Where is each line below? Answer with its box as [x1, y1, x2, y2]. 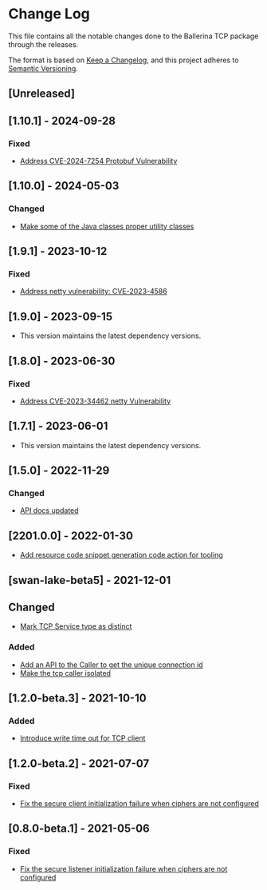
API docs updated [19, 506, 79, 515]
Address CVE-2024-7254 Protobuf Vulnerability [19, 157, 178, 166]
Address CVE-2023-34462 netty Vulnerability [19, 396, 171, 406]
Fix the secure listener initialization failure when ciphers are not [19, 864, 228, 873]
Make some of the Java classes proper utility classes [19, 221, 194, 231]
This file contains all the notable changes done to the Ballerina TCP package [8, 31, 259, 41]
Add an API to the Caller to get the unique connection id [19, 660, 203, 669]
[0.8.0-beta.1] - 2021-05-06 [8, 822, 150, 836]
